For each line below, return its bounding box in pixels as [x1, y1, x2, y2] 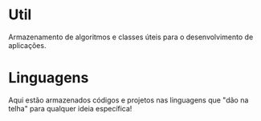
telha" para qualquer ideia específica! [8, 103, 133, 113]
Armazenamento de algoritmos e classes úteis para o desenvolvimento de [8, 32, 254, 42]
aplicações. [8, 40, 47, 50]
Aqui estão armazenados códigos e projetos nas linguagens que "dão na [8, 95, 249, 105]
